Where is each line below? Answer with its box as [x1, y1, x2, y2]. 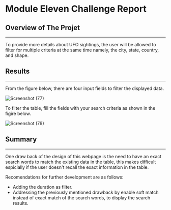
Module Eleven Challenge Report [5, 3, 147, 15]
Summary [5, 135, 37, 144]
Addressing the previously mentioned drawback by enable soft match [12, 189, 159, 195]
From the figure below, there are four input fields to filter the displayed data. [5, 85, 164, 92]
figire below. [5, 110, 32, 116]
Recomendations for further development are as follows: [5, 174, 124, 180]
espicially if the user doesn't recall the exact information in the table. [5, 164, 149, 170]
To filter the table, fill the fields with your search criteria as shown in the [5, 105, 156, 111]
